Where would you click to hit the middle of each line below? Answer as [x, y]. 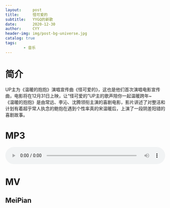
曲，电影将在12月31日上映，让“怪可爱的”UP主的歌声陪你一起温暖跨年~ [79, 96]
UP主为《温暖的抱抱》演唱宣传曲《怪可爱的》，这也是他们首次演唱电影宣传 [83, 89]
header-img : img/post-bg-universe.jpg [46, 33]
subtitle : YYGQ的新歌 [29, 19]
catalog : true [20, 39]
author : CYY [22, 29]
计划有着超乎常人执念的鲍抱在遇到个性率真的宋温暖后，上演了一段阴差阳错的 [85, 108]
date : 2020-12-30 [30, 24]
